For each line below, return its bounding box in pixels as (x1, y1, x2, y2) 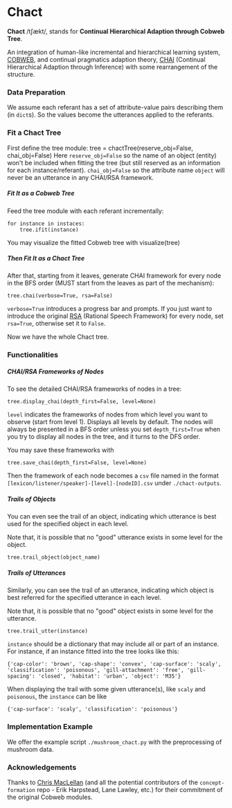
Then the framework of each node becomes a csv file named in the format (7, 471, 220, 480)
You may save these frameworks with (7, 446, 114, 455)
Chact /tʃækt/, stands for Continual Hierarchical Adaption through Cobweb (7, 27, 225, 35)
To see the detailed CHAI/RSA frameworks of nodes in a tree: (7, 385, 182, 393)
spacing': (7, 673, 36, 680)
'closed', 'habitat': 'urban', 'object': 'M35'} (37, 673, 181, 680)
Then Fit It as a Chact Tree (7, 254, 85, 262)
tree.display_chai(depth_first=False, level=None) (7, 398, 157, 405)
